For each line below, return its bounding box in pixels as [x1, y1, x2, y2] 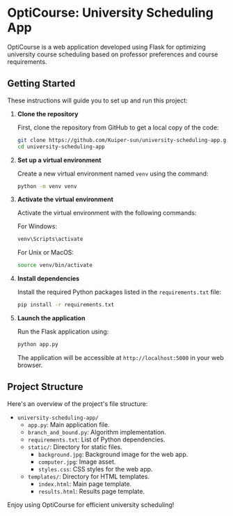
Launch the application [17, 314, 86, 322]
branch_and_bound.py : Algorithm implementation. [27, 428, 167, 436]
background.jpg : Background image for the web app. [38, 450, 188, 458]
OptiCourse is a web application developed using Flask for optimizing [7, 42, 207, 51]
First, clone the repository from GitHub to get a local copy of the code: [17, 123, 219, 132]
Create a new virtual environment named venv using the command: [17, 169, 209, 178]
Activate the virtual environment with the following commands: [17, 209, 197, 217]
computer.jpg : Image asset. [38, 458, 116, 466]
